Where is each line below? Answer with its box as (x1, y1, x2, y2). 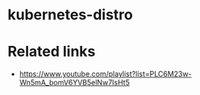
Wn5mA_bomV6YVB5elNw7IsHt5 (19, 78, 130, 88)
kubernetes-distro (7, 6, 134, 24)
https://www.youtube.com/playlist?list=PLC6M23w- (19, 69, 192, 79)
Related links (7, 43, 96, 61)
